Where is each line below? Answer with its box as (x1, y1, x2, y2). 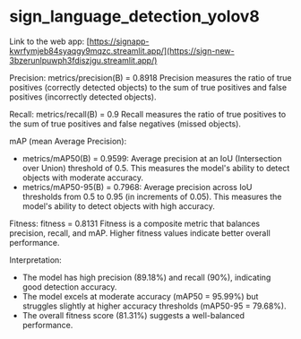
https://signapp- (89, 36, 150, 47)
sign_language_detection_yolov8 (9, 6, 260, 27)
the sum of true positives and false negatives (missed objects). (9, 118, 242, 129)
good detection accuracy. (21, 281, 117, 292)
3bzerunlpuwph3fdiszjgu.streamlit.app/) (9, 55, 158, 65)
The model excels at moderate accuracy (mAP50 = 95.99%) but (21, 291, 259, 301)
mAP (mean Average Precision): (9, 135, 127, 146)
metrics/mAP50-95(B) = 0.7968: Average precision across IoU (21, 181, 253, 192)
